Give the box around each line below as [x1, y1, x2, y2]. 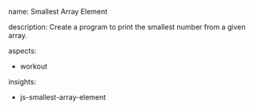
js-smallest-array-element [19, 92, 107, 102]
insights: [8, 77, 37, 86]
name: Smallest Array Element [8, 7, 108, 16]
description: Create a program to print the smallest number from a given [8, 22, 246, 31]
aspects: [8, 46, 37, 55]
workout [19, 61, 48, 71]
